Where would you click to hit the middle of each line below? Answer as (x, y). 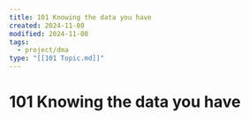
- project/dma (43, 50)
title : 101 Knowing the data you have (80, 17)
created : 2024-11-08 (47, 26)
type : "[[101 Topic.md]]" (57, 58)
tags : (19, 42)
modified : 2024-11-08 (49, 34)
